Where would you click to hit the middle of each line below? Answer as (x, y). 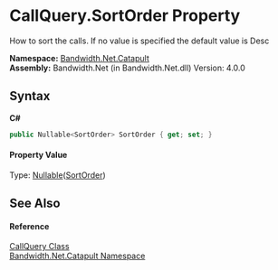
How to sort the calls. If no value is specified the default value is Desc (139, 41)
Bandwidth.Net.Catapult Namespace (77, 256)
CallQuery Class (39, 247)
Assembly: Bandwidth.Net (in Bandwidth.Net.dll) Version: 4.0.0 (128, 68)
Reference (29, 226)
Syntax (30, 96)
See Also (35, 204)
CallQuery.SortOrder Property (125, 16)
